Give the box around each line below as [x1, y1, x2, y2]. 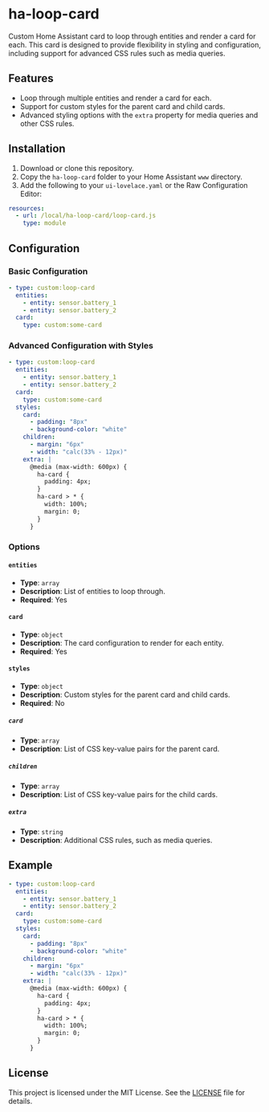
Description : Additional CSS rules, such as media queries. [19, 835, 213, 845]
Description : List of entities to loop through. [19, 586, 166, 596]
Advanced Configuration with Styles [8, 340, 154, 352]
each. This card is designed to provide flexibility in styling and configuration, [8, 39, 261, 49]
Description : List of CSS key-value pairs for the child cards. [19, 790, 218, 800]
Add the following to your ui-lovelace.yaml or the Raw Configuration [19, 180, 248, 189]
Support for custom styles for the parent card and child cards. [19, 101, 226, 111]
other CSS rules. [19, 118, 75, 128]
